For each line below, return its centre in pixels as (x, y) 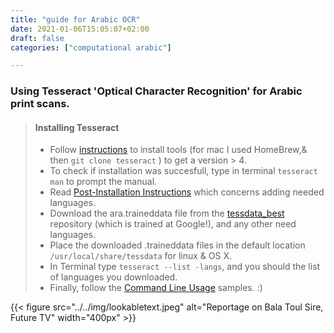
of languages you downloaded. (113, 277)
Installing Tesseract (77, 127)
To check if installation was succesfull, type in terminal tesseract (183, 171)
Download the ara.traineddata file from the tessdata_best (167, 213)
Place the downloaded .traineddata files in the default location (177, 245)
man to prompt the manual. (103, 182)
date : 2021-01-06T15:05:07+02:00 (80, 29)
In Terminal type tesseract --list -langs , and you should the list (185, 267)
